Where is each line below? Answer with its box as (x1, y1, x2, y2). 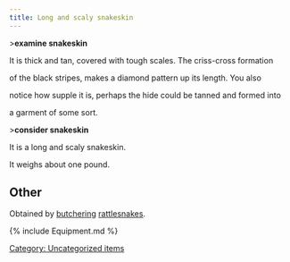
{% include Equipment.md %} (9, 225, 119, 237)
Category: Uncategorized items (9, 243, 125, 254)
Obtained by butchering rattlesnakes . (9, 208, 145, 219)
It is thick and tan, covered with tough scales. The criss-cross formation (9, 55, 274, 65)
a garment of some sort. (9, 106, 98, 117)
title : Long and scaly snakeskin (9, 13, 134, 22)
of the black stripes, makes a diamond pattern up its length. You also (9, 72, 261, 83)
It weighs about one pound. (9, 158, 110, 170)
